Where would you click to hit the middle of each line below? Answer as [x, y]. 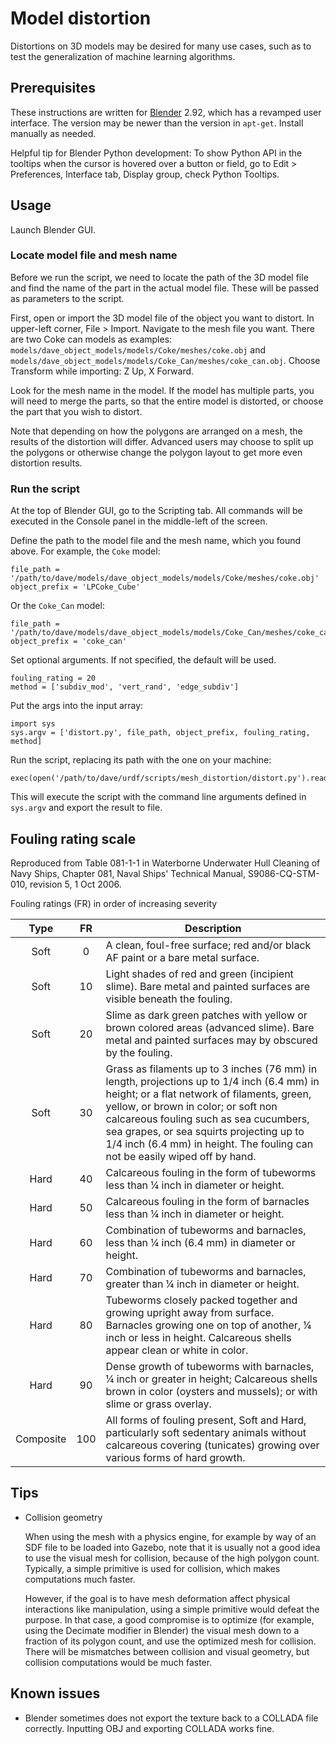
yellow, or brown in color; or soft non [191, 1106]
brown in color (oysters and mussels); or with [211, 1391]
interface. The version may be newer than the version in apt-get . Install [157, 123]
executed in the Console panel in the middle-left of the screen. [139, 521]
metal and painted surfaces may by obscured [211, 1040]
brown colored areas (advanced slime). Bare [210, 1027]
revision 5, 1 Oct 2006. [75, 884]
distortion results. [46, 463]
